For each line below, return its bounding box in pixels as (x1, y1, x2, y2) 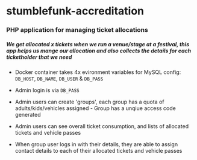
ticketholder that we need (6, 53, 72, 61)
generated (14, 111, 41, 118)
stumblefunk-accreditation (6, 4, 145, 18)
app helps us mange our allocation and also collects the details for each (6, 47, 192, 54)
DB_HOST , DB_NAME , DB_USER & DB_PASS (14, 75, 104, 82)
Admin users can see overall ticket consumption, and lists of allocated (14, 123, 189, 130)
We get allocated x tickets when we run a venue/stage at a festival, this (6, 40, 190, 48)
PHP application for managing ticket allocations (6, 26, 149, 34)
